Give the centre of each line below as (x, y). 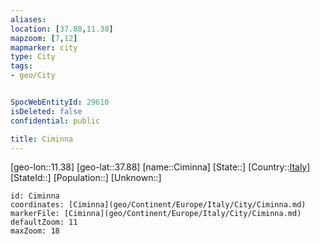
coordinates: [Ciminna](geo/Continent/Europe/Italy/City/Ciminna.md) (158, 205)
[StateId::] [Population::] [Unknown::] (86, 178)
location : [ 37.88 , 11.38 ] (62, 29)
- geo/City (33, 76)
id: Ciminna (35, 196)
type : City (33, 57)
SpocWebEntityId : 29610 (60, 102)
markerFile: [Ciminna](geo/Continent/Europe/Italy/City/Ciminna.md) (156, 214)
